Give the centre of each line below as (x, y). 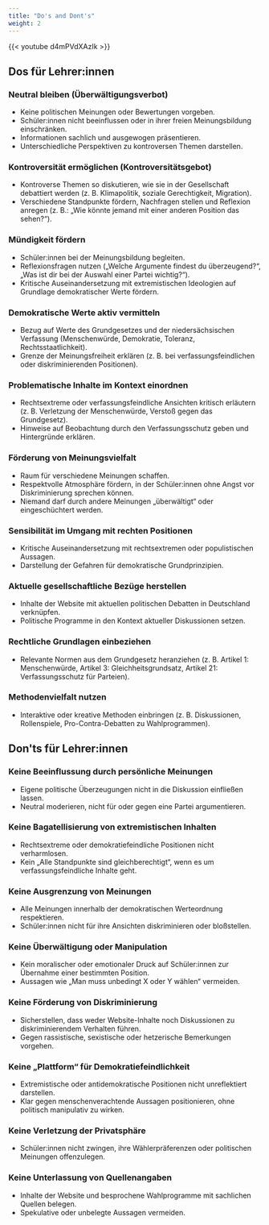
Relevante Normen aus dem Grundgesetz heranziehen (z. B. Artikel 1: (134, 659)
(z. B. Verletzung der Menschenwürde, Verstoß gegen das (116, 411)
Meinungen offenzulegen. (63, 1156)
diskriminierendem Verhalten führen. (80, 1028)
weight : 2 (25, 23)
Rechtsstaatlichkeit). (53, 347)
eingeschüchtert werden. (61, 509)
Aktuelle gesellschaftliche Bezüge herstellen (98, 586)
